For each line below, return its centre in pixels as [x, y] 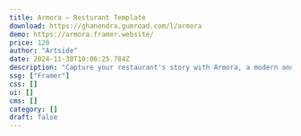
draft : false [34, 117]
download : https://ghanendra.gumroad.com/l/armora [106, 26]
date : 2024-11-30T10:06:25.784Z [69, 59]
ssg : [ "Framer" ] [39, 76]
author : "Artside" [43, 51]
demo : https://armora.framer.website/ [82, 34]
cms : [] [24, 101]
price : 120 [30, 42]
